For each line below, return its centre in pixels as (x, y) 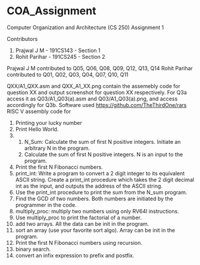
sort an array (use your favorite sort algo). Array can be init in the (95, 230)
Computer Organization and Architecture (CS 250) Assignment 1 (85, 27)
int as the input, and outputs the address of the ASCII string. (89, 186)
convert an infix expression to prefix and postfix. (75, 255)
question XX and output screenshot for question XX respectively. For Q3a (97, 92)
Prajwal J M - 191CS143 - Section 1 (58, 50)
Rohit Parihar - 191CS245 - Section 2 (60, 56)
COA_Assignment (51, 11)
